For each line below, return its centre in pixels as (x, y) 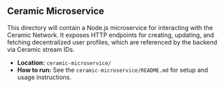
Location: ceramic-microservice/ (64, 62)
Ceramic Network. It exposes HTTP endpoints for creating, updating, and (111, 35)
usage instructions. (44, 77)
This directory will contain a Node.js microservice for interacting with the (110, 27)
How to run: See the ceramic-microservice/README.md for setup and (112, 70)
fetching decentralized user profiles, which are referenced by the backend (112, 42)
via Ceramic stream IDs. (41, 49)
